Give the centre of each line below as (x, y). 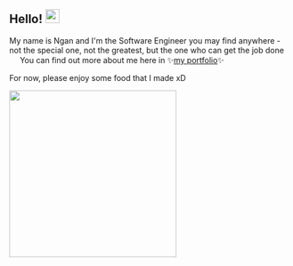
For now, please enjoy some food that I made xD (98, 77)
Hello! (26, 19)
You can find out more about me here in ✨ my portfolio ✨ (122, 60)
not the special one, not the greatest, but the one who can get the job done (147, 50)
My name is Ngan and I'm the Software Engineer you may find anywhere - (145, 40)
